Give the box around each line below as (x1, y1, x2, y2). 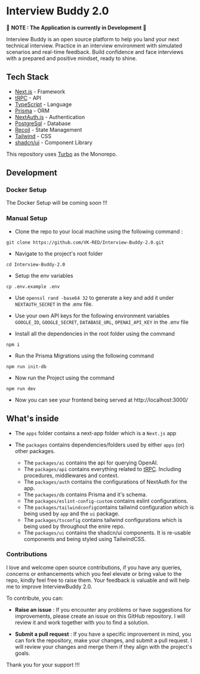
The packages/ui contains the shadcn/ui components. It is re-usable (23, 529, 191, 536)
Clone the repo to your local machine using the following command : (14, 227, 183, 235)
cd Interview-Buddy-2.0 (6, 262, 66, 268)
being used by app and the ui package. (23, 510, 120, 517)
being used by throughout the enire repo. (23, 523, 125, 530)
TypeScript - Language (14, 101, 72, 108)
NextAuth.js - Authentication (14, 113, 85, 120)
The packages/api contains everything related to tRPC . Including (23, 465, 181, 472)
